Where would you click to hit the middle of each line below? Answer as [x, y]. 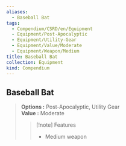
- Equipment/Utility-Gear [44, 40]
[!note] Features [56, 125]
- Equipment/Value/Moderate [47, 46]
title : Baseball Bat [32, 57]
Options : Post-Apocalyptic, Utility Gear [70, 107]
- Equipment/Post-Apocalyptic [49, 34]
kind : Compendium [28, 68]
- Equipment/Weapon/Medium [46, 51]
